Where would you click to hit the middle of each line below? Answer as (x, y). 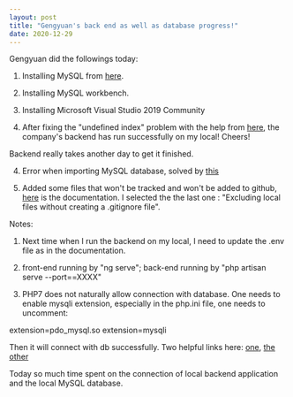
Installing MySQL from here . (73, 76)
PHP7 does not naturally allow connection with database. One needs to (151, 294)
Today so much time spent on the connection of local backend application (144, 374)
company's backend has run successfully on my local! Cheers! (136, 137)
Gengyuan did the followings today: (74, 59)
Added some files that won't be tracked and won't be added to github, (150, 188)
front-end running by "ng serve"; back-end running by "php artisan (144, 268)
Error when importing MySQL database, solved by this (120, 171)
